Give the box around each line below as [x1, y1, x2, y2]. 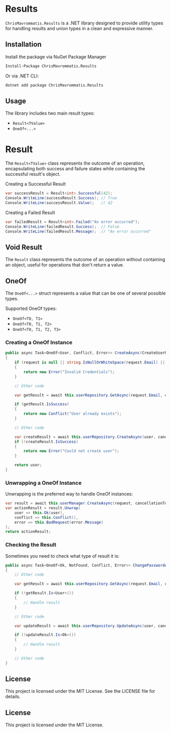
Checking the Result [5, 541, 57, 548]
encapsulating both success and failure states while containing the [5, 166, 146, 172]
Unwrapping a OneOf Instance [5, 479, 82, 486]
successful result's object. [5, 171, 61, 177]
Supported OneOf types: [5, 305, 57, 311]
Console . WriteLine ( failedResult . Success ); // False [5, 224, 120, 229]
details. [5, 694, 21, 700]
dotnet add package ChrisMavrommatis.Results [5, 83, 103, 88]
